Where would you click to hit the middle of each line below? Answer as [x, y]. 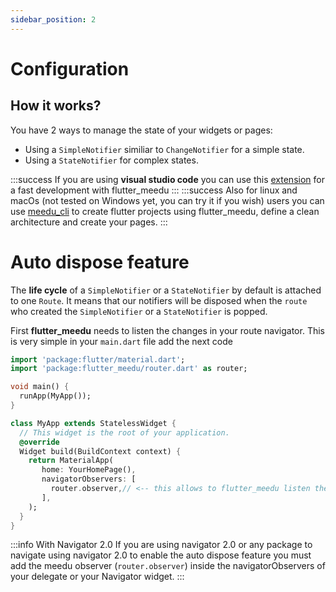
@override [39, 442]
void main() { [40, 387]
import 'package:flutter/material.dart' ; [98, 359]
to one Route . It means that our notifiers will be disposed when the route [159, 300]
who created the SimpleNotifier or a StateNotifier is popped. [139, 311]
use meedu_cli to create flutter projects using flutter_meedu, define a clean [165, 211]
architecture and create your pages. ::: [89, 222]
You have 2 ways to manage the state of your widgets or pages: [141, 130]
